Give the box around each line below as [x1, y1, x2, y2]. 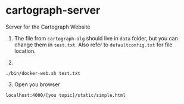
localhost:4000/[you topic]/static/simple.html [5, 92, 126, 98]
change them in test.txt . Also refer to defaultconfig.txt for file [14, 41, 173, 48]
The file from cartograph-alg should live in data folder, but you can [14, 34, 178, 42]
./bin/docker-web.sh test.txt [5, 70, 81, 76]
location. [14, 47, 36, 54]
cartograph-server [5, 4, 101, 17]
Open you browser [14, 81, 60, 88]
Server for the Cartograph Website [5, 23, 91, 30]
